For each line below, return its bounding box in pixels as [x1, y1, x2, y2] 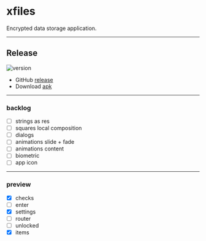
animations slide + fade [15, 138, 75, 146]
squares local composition [15, 124, 82, 132]
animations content [15, 145, 64, 152]
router [15, 215, 31, 222]
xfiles [6, 4, 36, 18]
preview [6, 180, 31, 189]
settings [15, 208, 36, 215]
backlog [6, 103, 31, 112]
